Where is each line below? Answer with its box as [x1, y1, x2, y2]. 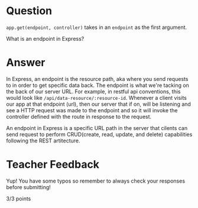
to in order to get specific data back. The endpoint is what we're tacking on [6, 82, 189, 89]
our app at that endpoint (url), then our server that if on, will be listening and [6, 100, 191, 108]
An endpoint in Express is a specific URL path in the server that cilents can [6, 124, 188, 131]
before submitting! [6, 183, 51, 190]
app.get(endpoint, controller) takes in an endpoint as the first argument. [6, 24, 187, 31]
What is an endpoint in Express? [6, 35, 85, 42]
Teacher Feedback [6, 158, 99, 171]
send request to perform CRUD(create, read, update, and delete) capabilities [6, 131, 193, 138]
